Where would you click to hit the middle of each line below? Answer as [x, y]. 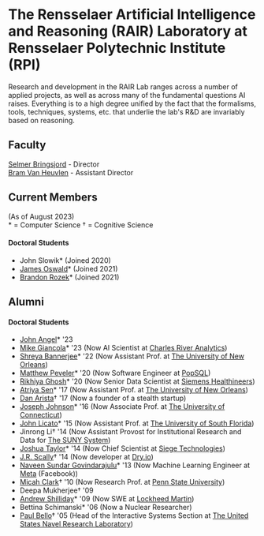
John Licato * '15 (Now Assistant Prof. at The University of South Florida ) [137, 423]
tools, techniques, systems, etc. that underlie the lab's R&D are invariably [127, 111]
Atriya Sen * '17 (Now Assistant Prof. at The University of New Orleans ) [134, 390]
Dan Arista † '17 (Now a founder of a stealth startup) [103, 398]
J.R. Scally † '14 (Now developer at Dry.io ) [86, 457]
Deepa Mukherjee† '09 [57, 490]
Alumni [26, 302]
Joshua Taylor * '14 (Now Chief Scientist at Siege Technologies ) [123, 448]
